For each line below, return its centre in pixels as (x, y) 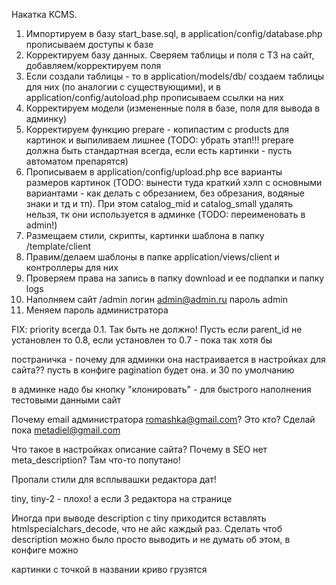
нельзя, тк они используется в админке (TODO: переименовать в (165, 214)
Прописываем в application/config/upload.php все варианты (154, 172)
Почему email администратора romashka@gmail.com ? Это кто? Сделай (163, 419)
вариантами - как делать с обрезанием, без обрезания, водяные (165, 193)
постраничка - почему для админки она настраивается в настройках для (168, 359)
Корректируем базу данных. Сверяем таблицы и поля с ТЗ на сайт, (170, 55)
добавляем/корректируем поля (93, 65)
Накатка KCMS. (44, 14)
